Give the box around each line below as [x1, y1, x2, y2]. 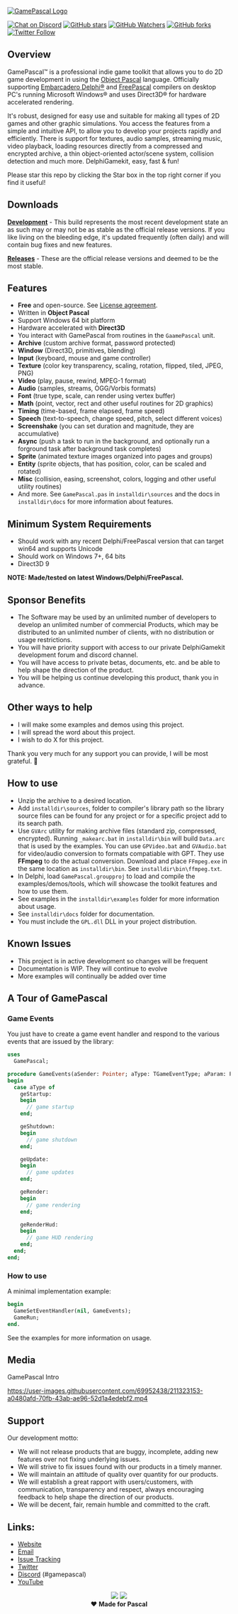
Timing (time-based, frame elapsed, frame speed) [17, 407, 165, 415]
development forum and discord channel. [17, 651, 138, 659]
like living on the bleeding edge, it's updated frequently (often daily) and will [7, 233, 229, 241]
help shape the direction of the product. [17, 666, 134, 675]
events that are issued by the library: [7, 1037, 114, 1046]
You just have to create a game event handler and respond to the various [7, 1030, 220, 1038]
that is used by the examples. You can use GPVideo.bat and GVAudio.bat [17, 841, 227, 850]
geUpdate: [20, 1155, 50, 1163]
